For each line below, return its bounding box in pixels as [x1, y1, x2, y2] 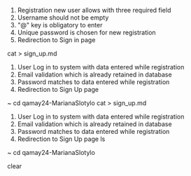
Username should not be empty [17, 13, 109, 22]
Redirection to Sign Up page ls [17, 135, 106, 143]
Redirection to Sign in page [17, 36, 96, 44]
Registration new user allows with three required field [17, 6, 171, 14]
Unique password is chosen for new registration [17, 28, 156, 36]
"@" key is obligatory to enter [17, 21, 103, 29]
